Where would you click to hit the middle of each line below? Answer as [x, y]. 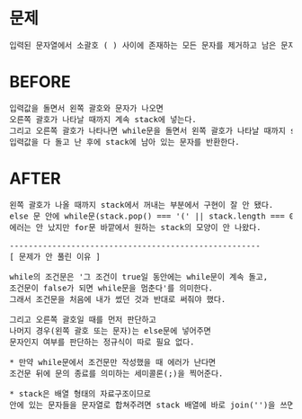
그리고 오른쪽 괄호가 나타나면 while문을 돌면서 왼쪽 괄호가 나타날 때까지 [147, 130]
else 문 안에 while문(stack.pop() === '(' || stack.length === [147, 216]
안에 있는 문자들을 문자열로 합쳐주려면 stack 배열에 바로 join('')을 [142, 405]
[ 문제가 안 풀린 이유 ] [55, 256]
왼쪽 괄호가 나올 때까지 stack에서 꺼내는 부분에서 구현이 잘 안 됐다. [142, 205]
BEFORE [40, 82]
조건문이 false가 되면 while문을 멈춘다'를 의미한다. [111, 288]
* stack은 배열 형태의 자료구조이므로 [80, 393]
